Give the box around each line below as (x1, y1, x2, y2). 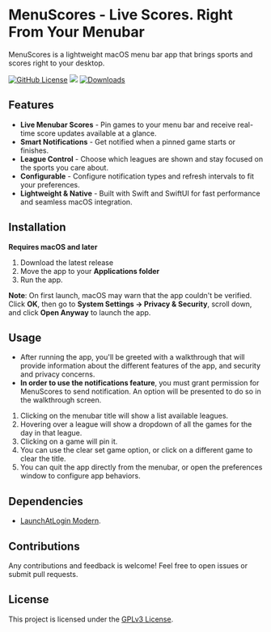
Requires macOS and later (8, 242, 98, 251)
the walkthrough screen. (19, 395, 102, 405)
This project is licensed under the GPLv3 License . (8, 614, 174, 624)
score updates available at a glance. (36, 128, 157, 138)
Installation (8, 221, 66, 234)
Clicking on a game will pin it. (19, 436, 118, 446)
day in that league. (19, 428, 83, 438)
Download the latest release (19, 257, 114, 268)
